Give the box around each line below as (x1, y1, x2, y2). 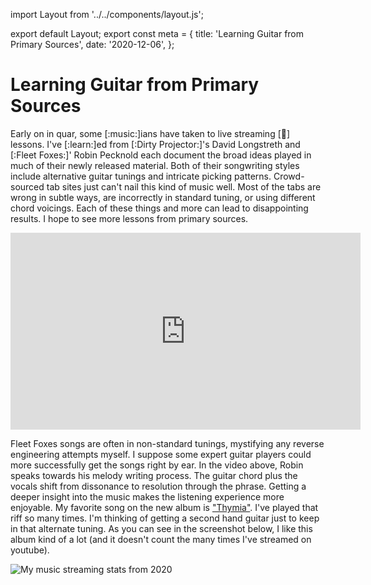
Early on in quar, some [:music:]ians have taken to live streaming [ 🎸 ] (10, 127, 291, 139)
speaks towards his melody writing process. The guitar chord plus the (10, 469, 298, 481)
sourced (10, 180, 45, 193)
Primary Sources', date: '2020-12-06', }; (10, 39, 175, 50)
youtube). (10, 544, 50, 556)
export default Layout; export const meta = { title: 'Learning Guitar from (10, 28, 305, 39)
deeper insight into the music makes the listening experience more (10, 490, 285, 503)
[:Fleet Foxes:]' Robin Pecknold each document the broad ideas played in (10, 149, 312, 161)
